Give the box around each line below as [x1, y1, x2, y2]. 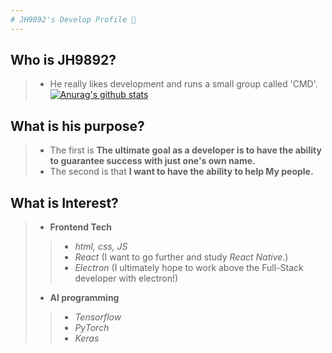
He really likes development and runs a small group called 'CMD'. [49, 78, 318, 90]
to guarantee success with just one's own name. [49, 155, 256, 167]
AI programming [49, 292, 120, 304]
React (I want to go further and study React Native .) [74, 251, 289, 263]
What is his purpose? [10, 117, 145, 135]
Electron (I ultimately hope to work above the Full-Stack [74, 262, 304, 274]
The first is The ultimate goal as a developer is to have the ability [49, 144, 322, 156]
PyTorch [74, 322, 110, 334]
